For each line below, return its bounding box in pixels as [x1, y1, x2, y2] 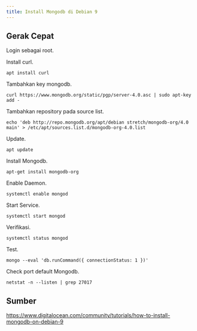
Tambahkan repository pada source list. [6, 108, 104, 115]
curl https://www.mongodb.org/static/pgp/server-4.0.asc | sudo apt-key [6, 92, 192, 98]
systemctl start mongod [6, 213, 66, 219]
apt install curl [6, 70, 50, 76]
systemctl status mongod [6, 235, 68, 242]
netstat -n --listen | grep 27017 [6, 279, 93, 285]
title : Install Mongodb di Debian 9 [6, 8, 98, 15]
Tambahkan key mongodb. [6, 80, 72, 88]
